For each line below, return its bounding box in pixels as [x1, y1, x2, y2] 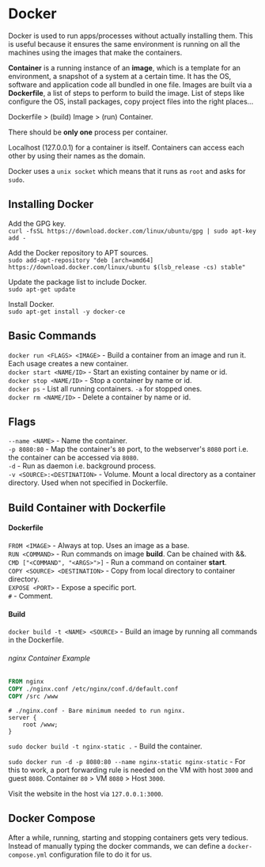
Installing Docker [8, 198, 94, 211]
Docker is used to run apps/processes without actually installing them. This [8, 31, 253, 40]
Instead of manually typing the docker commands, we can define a [8, 841, 226, 850]
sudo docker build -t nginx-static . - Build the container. [8, 741, 203, 751]
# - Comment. [8, 591, 53, 600]
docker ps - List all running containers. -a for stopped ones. [8, 384, 203, 393]
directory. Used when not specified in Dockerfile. [8, 478, 168, 487]
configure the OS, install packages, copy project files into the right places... [8, 97, 254, 106]
